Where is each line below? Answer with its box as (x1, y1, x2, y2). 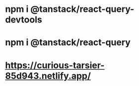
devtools (5, 14, 42, 25)
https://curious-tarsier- (5, 60, 105, 71)
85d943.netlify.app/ (5, 70, 91, 82)
